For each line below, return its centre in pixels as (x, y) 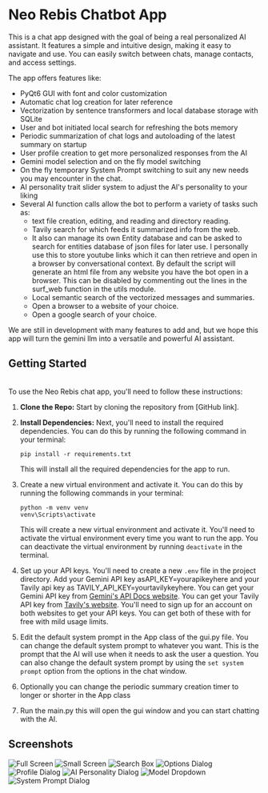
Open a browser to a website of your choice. (105, 306)
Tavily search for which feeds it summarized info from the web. (136, 229)
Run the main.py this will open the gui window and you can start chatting (140, 711)
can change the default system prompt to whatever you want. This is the (139, 645)
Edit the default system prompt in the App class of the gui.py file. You (134, 637)
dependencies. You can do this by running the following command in (133, 431)
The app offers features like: (55, 78)
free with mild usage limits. (64, 621)
